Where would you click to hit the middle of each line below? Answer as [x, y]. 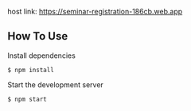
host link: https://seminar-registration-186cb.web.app [95, 11]
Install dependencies [42, 55]
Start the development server [56, 84]
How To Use [38, 36]
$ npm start [27, 99]
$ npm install [31, 70]
